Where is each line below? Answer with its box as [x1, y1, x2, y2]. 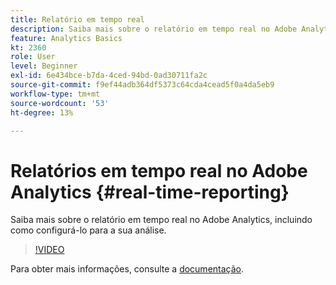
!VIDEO [34, 244, 65, 256]
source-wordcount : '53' [10, 98, 110, 108]
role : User [10, 52, 56, 62]
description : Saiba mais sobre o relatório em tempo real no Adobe [10, 24, 298, 34]
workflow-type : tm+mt [10, 89, 101, 99]
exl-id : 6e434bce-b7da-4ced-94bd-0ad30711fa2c [10, 71, 208, 81]
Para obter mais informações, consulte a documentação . [10, 263, 245, 275]
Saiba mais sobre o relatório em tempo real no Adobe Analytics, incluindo [10, 214, 313, 226]
